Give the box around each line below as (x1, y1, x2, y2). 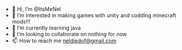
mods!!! (11, 18, 31, 25)
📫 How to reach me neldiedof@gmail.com (11, 37, 117, 44)
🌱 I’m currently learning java (11, 24, 81, 31)
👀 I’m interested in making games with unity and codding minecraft (11, 12, 177, 19)
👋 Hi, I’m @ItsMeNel (11, 6, 61, 12)
